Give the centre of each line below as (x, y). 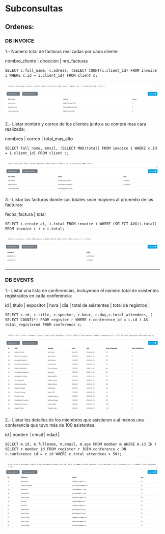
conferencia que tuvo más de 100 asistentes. (50, 425)
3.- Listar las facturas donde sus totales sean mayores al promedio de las (79, 200)
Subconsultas (34, 9)
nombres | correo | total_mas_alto (39, 139)
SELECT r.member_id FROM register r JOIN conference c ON (66, 449)
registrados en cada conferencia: (39, 296)
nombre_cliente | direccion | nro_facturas (47, 61)
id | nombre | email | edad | (32, 435)
